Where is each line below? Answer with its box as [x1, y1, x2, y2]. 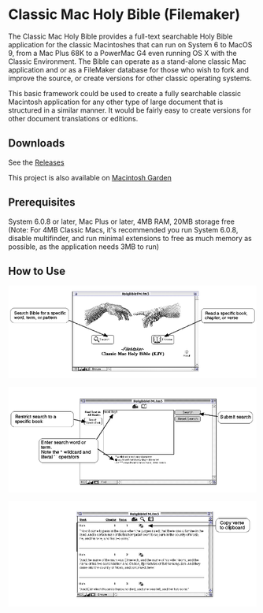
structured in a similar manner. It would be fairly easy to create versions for [8, 105, 252, 115]
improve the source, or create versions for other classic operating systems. [8, 73, 252, 83]
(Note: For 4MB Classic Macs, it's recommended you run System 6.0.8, [8, 225, 239, 234]
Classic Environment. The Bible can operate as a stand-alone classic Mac [8, 57, 246, 66]
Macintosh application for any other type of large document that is [8, 97, 224, 106]
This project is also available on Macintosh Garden [8, 173, 172, 182]
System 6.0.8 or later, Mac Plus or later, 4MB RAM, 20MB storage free [8, 217, 235, 226]
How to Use [8, 264, 66, 277]
